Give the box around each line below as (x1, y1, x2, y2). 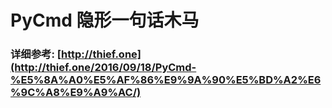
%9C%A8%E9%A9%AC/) (10, 86, 142, 100)
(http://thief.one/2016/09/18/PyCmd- (10, 61, 197, 75)
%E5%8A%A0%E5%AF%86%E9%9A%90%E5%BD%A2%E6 (10, 73, 322, 87)
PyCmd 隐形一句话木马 (10, 9, 200, 32)
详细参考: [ (10, 47, 62, 61)
